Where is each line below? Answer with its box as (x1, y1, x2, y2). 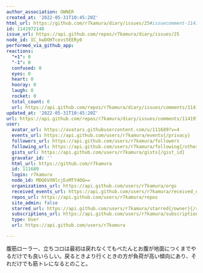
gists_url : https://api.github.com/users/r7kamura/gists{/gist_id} (11, 149, 185, 155)
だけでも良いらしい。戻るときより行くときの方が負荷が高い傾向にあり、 (11, 252, 192, 260)
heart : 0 (11, 76, 34, 82)
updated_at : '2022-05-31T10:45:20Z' (6, 110, 98, 116)
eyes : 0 (11, 71, 31, 77)
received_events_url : (11, 188, 66, 194)
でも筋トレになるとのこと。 (22, 260, 91, 267)
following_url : (11, 143, 50, 150)
